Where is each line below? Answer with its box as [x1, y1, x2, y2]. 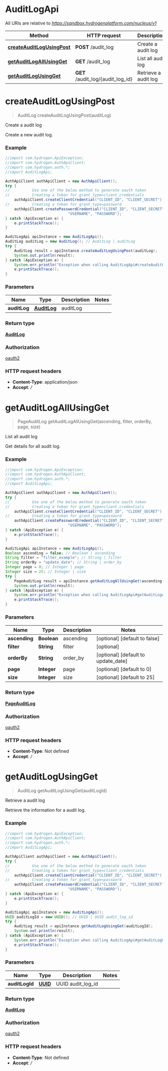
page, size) [17, 424, 41, 430]
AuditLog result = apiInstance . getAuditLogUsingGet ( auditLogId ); [14, 924, 153, 929]
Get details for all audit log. [5, 443, 61, 449]
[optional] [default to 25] [96, 674, 155, 681]
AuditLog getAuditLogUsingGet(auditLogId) [17, 788, 107, 794]
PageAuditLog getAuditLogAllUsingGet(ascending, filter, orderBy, [17, 419, 152, 425]
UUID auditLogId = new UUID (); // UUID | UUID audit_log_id [5, 914, 133, 920]
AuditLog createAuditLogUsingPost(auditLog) [17, 112, 111, 118]
